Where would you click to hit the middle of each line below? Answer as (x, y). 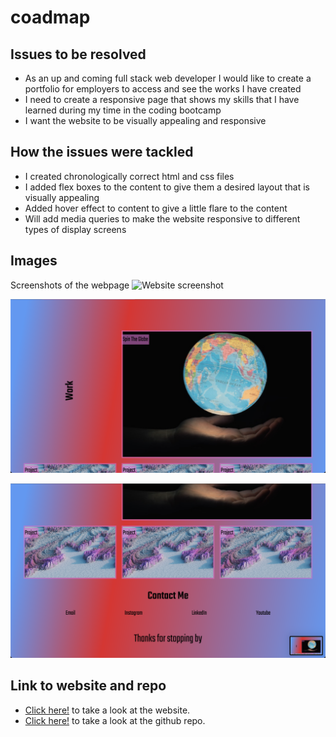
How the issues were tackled (102, 152)
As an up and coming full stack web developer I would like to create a (168, 78)
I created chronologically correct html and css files (129, 176)
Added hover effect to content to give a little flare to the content (156, 208)
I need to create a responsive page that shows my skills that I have (162, 99)
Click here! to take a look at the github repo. (115, 720)
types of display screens (75, 229)
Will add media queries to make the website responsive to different (162, 218)
